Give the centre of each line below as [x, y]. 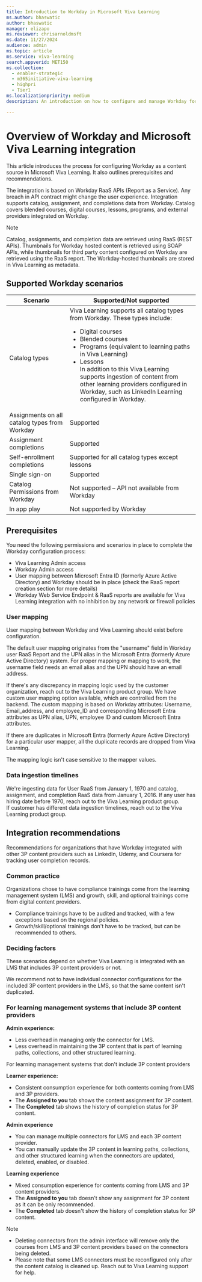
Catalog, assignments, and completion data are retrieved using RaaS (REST [99, 239]
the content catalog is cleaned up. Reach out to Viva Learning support [102, 1266]
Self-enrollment [32, 457]
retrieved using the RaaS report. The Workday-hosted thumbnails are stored [100, 258]
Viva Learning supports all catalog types [127, 310]
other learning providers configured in [134, 384]
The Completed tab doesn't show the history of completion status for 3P [105, 1211]
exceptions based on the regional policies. [67, 920]
